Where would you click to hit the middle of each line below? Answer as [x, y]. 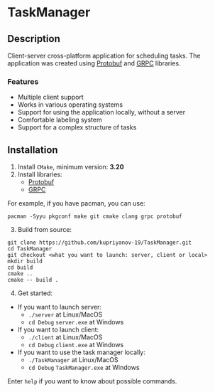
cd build [20, 267]
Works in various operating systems [70, 105]
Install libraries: [40, 174]
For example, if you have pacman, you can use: [76, 203]
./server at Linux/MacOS [65, 314]
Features [23, 81]
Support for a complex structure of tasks [77, 127]
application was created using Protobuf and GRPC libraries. [94, 63]
